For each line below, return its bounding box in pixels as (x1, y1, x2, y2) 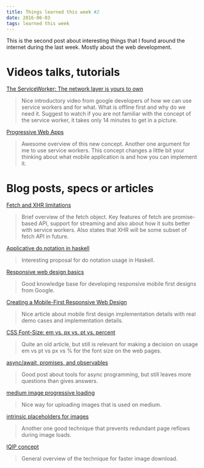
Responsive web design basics (6, 269, 84, 276)
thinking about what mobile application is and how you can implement (21, 154, 197, 161)
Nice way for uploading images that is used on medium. (21, 401, 162, 409)
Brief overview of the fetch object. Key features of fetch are (21, 214, 172, 221)
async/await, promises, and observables (6, 359, 108, 366)
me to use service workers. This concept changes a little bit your (21, 147, 185, 154)
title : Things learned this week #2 (6, 9, 100, 15)
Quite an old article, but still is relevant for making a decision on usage (21, 341, 199, 348)
